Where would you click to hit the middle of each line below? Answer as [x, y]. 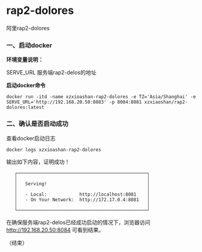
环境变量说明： [25, 60]
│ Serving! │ [82, 184]
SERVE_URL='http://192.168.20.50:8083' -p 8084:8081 [74, 102]
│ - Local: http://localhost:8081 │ [82, 194]
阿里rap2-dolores [28, 28]
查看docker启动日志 [31, 138]
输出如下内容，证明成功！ [38, 162]
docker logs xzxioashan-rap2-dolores [54, 150]
